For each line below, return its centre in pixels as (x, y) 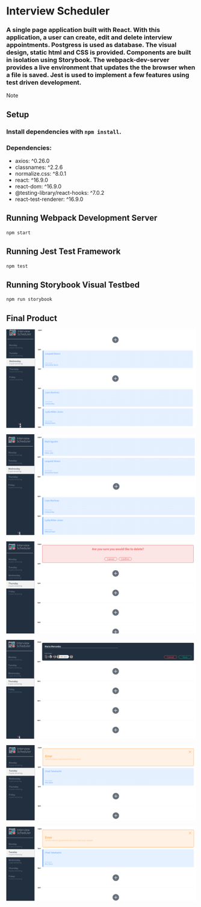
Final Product (32, 318)
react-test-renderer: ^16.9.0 (49, 199)
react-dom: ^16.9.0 (38, 186)
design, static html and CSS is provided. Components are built (99, 52)
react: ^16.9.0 (31, 180)
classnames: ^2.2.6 (39, 167)
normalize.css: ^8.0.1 (40, 174)
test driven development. (44, 82)
